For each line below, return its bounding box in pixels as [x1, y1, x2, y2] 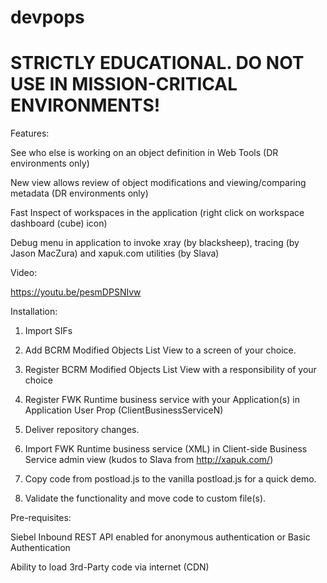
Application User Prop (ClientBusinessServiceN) [24, 404, 224, 416]
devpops [10, 6, 85, 29]
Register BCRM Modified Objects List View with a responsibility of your [24, 364, 317, 376]
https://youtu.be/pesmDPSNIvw [10, 286, 142, 298]
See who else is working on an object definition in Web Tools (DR [10, 147, 279, 159]
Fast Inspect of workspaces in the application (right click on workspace [10, 207, 305, 219]
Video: [10, 267, 38, 279]
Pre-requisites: [10, 512, 72, 524]
